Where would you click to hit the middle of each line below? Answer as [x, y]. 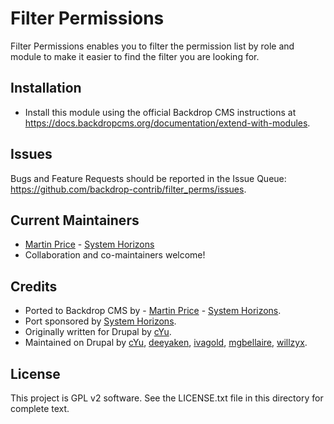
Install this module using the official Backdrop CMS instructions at [160, 112]
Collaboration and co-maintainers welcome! [115, 255]
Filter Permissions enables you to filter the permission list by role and [152, 46]
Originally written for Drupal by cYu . [98, 332]
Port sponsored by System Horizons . [100, 321]
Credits [34, 286]
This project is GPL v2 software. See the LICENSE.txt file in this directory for [167, 398]
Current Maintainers [75, 220]
